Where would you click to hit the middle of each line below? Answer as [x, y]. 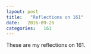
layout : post [22, 12]
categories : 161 [29, 28]
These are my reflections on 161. [46, 45]
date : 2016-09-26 [30, 23]
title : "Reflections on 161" [45, 17]
